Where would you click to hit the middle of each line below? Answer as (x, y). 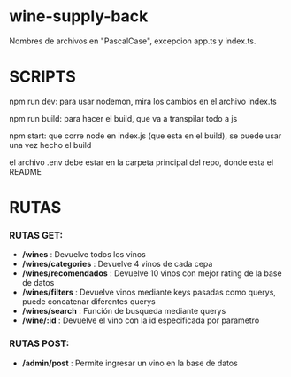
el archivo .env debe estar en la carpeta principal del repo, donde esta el (142, 162)
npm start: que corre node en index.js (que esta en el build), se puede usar (145, 136)
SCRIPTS (43, 77)
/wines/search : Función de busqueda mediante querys (124, 311)
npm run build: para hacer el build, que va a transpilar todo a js (123, 118)
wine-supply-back (79, 16)
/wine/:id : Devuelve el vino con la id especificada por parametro (141, 320)
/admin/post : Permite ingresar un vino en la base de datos (130, 363)
